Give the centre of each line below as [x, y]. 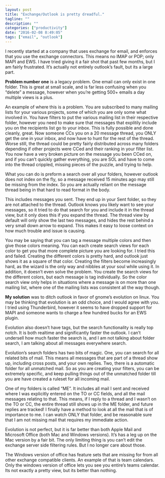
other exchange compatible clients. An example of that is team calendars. [80, 460]
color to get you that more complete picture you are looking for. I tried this [80, 251]
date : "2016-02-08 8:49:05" [34, 33]
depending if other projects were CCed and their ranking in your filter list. [79, 149]
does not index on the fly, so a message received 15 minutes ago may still [80, 179]
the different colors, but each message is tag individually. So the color [76, 277]
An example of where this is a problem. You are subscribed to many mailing [82, 107]
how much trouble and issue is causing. [45, 231]
